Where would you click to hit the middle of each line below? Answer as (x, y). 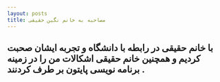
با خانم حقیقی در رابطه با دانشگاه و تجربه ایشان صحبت (110, 48)
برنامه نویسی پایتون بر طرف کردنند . (76, 69)
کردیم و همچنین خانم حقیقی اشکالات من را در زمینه (104, 58)
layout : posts (27, 13)
